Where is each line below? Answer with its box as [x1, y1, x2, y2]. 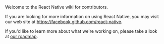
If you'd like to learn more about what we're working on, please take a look [5, 28, 158, 34]
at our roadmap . [5, 34, 38, 39]
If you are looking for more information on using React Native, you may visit [5, 14, 159, 19]
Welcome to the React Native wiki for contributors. [5, 4, 108, 10]
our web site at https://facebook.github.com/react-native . [5, 19, 123, 24]
